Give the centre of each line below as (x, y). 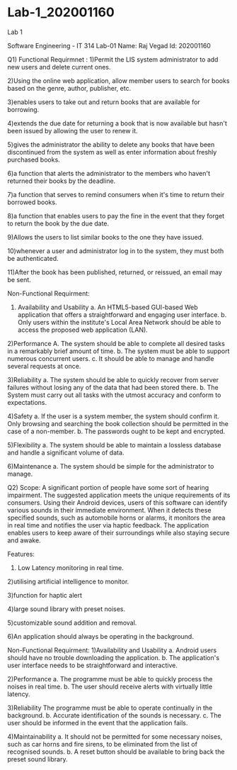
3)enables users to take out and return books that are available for (104, 102)
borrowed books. (32, 202)
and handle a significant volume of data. (66, 452)
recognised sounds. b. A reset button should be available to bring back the (116, 752)
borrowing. (23, 109)
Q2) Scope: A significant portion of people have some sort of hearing (108, 487)
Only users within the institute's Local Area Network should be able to (119, 322)
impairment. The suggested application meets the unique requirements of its (119, 495)
